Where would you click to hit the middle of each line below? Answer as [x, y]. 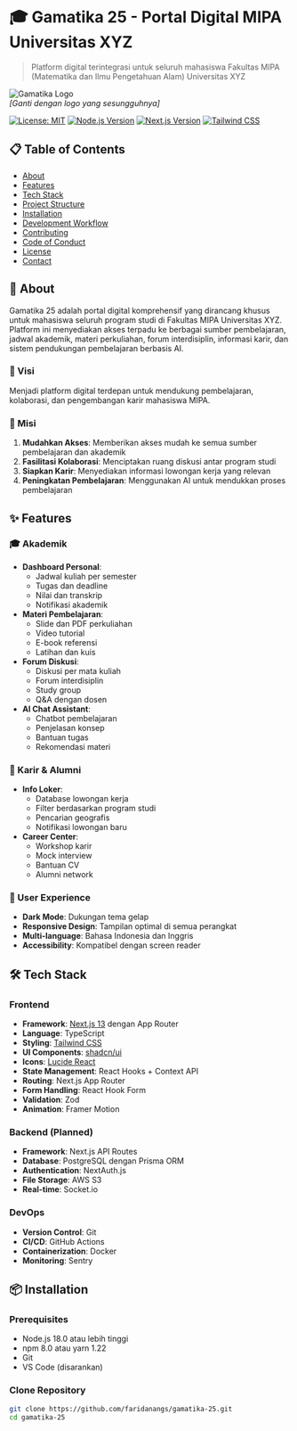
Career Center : [50, 837]
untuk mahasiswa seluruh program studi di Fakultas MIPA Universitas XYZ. [146, 320]
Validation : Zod [51, 1100]
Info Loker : [43, 789]
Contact [36, 260]
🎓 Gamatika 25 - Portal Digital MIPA [146, 17]
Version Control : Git [59, 1232]
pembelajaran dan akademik [74, 452]
